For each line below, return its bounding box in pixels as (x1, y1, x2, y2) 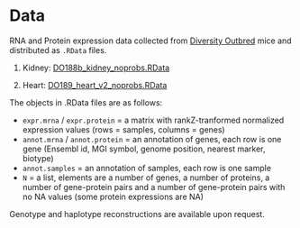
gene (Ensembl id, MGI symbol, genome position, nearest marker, (22, 143, 266, 154)
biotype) (22, 152, 54, 163)
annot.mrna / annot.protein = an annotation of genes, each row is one (22, 133, 282, 144)
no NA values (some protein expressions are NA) (22, 191, 205, 202)
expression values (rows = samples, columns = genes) (22, 123, 225, 135)
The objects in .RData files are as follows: (9, 96, 163, 108)
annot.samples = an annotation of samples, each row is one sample (22, 162, 272, 173)
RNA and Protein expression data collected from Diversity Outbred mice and (9, 35, 292, 46)
